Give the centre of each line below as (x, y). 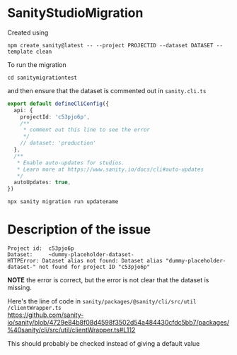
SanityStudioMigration (75, 13)
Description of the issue (79, 230)
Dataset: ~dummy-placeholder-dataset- (71, 255)
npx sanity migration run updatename (63, 202)
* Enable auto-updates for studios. (71, 163)
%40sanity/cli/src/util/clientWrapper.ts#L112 (71, 330)
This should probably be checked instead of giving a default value (104, 344)
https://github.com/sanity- (46, 315)
